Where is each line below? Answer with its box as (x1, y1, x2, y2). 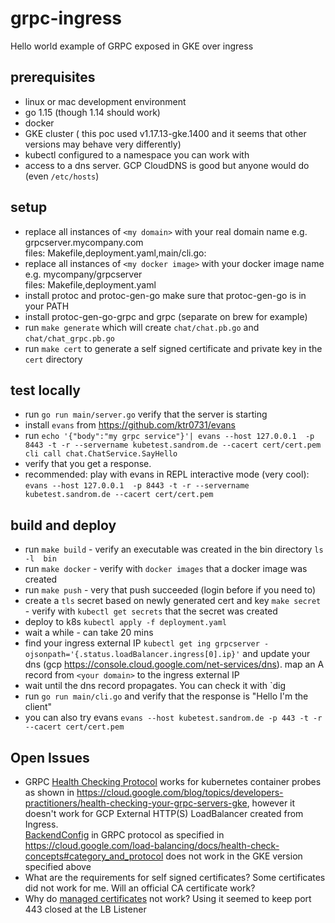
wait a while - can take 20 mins (24, 627, 154, 639)
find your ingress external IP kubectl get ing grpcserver (24, 637, 260, 649)
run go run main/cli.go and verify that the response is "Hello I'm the (24, 690, 309, 702)
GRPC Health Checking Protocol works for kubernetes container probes (24, 776, 322, 787)
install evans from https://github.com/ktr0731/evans (24, 419, 236, 431)
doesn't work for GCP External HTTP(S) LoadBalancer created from (24, 808, 304, 819)
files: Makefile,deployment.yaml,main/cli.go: (24, 247, 207, 259)
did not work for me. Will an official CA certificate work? (24, 882, 256, 894)
